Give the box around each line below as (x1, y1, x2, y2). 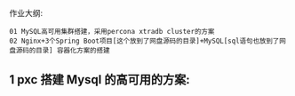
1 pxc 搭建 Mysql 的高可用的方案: (9, 72, 191, 87)
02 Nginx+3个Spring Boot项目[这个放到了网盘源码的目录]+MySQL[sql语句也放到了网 (9, 36, 286, 45)
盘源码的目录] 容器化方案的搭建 (9, 46, 110, 55)
